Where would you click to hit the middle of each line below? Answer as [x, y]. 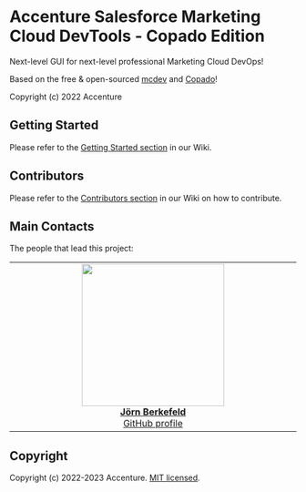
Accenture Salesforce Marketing [135, 17]
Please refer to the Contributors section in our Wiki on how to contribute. [146, 198]
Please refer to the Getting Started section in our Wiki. [111, 147]
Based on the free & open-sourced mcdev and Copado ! [114, 78]
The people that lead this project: [71, 249]
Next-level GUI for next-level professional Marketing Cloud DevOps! [137, 61]
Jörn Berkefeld [153, 412]
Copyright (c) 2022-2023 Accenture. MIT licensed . [105, 478]
